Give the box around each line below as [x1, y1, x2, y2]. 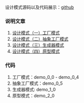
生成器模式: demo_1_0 [12, 86, 56, 92]
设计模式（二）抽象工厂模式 [12, 36, 69, 42]
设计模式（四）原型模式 [12, 48, 60, 54]
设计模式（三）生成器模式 [12, 42, 64, 48]
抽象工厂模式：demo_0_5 [12, 80, 63, 86]
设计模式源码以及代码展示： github [5, 4, 74, 10]
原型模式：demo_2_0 [12, 93, 55, 99]
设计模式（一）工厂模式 [12, 30, 60, 36]
